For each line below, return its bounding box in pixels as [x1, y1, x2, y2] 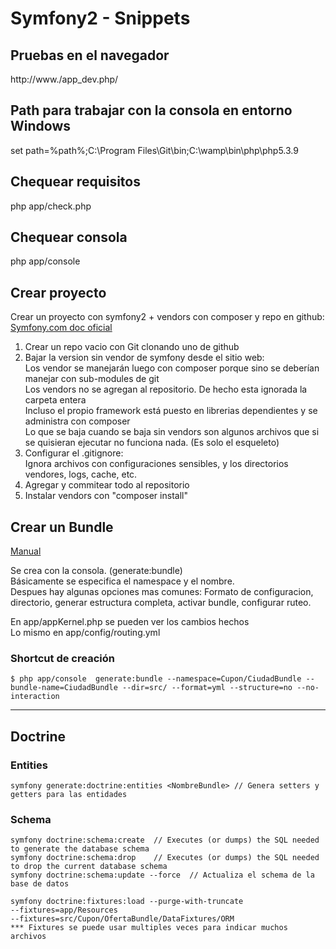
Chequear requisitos [10, 173, 141, 191]
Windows [10, 118, 71, 135]
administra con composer [24, 415, 131, 427]
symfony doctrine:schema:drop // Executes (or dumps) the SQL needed [10, 853, 320, 863]
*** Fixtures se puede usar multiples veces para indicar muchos [10, 923, 288, 933]
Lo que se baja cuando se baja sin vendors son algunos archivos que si [24, 426, 320, 438]
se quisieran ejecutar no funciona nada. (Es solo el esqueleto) [24, 437, 280, 449]
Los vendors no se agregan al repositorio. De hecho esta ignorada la [24, 383, 308, 396]
